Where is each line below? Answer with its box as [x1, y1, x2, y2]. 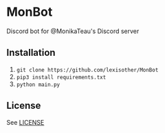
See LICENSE [6, 118, 45, 126]
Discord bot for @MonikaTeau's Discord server [6, 27, 140, 35]
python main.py [16, 81, 60, 88]
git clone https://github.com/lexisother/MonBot [16, 66, 159, 73]
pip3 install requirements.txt [16, 74, 107, 81]
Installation [6, 47, 56, 59]
